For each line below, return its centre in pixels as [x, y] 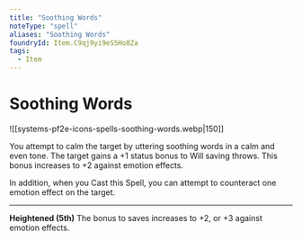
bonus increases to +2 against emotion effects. [97, 165]
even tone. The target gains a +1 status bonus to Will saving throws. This [144, 156]
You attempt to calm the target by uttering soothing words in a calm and [142, 146]
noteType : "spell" [44, 26]
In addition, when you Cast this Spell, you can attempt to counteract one [143, 182]
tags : [19, 51]
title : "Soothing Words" [56, 18]
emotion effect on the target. [62, 192]
